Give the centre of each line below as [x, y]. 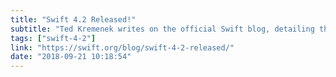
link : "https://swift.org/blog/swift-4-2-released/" [122, 47]
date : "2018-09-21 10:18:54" [71, 57]
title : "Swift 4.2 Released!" [73, 19]
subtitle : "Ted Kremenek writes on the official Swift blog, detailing [162, 29]
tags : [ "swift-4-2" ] [53, 38]
